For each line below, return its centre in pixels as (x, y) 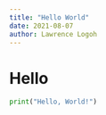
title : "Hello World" (49, 17)
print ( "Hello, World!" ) (53, 102)
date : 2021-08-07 (41, 26)
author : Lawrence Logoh (53, 34)
